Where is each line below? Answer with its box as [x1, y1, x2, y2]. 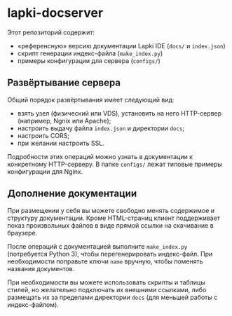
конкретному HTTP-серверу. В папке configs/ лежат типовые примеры [7, 160, 222, 168]
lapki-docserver [7, 5, 104, 21]
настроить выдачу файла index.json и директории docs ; [17, 124, 185, 132]
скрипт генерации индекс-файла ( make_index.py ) [17, 49, 163, 57]
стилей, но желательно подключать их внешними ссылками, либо [7, 285, 207, 294]
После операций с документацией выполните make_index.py [7, 242, 188, 250]
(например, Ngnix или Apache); [17, 116, 111, 125]
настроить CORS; [17, 131, 70, 139]
